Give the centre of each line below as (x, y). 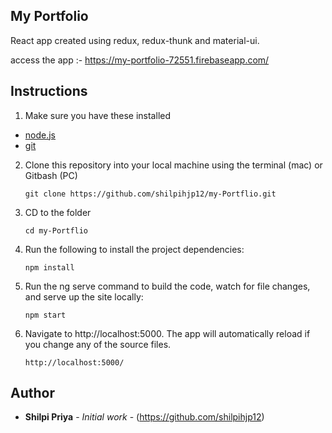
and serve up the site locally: (84, 296)
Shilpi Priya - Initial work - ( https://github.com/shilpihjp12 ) (144, 417)
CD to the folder (58, 212)
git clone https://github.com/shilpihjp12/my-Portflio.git (150, 194)
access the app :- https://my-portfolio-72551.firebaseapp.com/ (140, 60)
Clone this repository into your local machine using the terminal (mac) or (173, 165)
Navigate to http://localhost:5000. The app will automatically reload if (167, 333)
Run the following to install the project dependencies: (134, 249)
